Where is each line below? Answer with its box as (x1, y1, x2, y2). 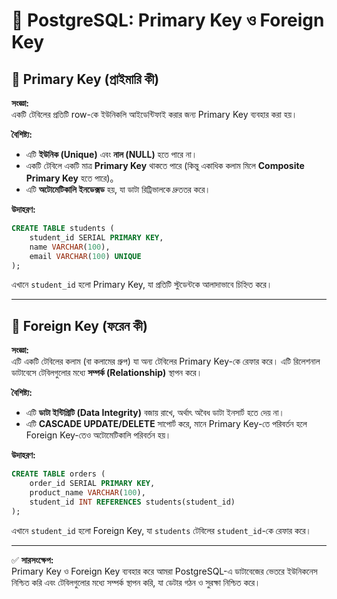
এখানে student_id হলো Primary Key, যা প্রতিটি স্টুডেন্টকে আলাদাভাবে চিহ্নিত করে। (11, 279, 273, 291)
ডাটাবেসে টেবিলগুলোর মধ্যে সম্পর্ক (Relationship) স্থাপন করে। (11, 367, 203, 379)
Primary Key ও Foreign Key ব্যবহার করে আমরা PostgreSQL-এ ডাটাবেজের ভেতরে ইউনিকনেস (11, 565, 318, 577)
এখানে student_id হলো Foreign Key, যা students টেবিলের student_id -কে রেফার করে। (11, 524, 313, 536)
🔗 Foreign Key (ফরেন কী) (11, 317, 148, 334)
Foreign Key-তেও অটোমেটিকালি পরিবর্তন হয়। (25, 429, 172, 441)
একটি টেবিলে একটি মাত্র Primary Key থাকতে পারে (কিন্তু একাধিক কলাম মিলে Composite (25, 160, 305, 171)
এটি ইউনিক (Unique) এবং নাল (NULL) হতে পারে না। (25, 149, 198, 160)
